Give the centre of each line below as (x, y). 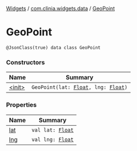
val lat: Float (53, 130)
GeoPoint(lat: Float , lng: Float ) (79, 87)
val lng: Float (53, 139)
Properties (21, 105)
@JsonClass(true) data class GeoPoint (53, 47)
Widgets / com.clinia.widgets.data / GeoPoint (61, 8)
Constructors (25, 62)
